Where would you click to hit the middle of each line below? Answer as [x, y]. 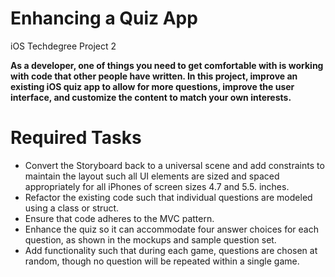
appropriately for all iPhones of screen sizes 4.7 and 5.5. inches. [157, 186]
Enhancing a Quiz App [104, 18]
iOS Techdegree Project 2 [63, 46]
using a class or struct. [72, 208]
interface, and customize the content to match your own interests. [151, 97]
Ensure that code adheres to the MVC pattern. [119, 218]
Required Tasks [76, 138]
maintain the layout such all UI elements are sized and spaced [152, 176]
